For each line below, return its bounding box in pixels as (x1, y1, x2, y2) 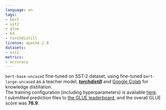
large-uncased (5, 80, 36, 85)
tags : (5, 12, 17, 17)
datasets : (5, 45, 26, 50)
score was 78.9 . (5, 100, 39, 106)
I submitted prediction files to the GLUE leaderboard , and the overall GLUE (5, 95, 161, 101)
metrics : (5, 54, 24, 60)
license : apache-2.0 (5, 41, 49, 46)
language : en (5, 7, 33, 13)
